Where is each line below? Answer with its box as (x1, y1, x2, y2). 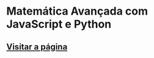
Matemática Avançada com (6, 4, 148, 18)
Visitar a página (6, 42, 68, 52)
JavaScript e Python (6, 17, 112, 31)
